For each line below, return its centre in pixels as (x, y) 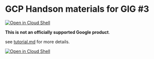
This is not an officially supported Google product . (58, 32)
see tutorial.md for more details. (37, 42)
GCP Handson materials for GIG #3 (77, 9)
